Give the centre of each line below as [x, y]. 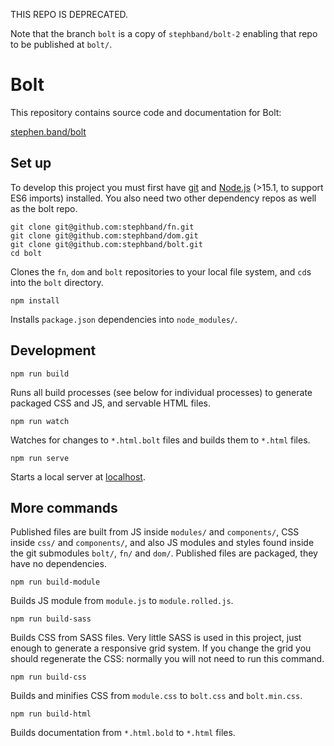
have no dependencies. [58, 564]
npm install [35, 300]
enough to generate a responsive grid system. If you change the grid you [161, 648]
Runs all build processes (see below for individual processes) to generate [161, 392]
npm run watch [40, 421]
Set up [31, 163]
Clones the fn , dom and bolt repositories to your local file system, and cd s [161, 271]
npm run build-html [51, 714]
